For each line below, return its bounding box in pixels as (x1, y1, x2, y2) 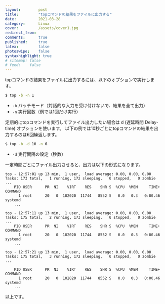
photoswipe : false (5, 49, 50, 54)
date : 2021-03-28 (5, 16, 61, 21)
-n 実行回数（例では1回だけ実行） (12, 109, 81, 115)
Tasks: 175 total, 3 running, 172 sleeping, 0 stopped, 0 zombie (5, 254, 156, 259)
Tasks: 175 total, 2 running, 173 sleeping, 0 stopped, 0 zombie (5, 215, 156, 220)
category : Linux (5, 21, 50, 26)
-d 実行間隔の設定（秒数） (12, 151, 66, 157)
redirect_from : (5, 30, 37, 35)
